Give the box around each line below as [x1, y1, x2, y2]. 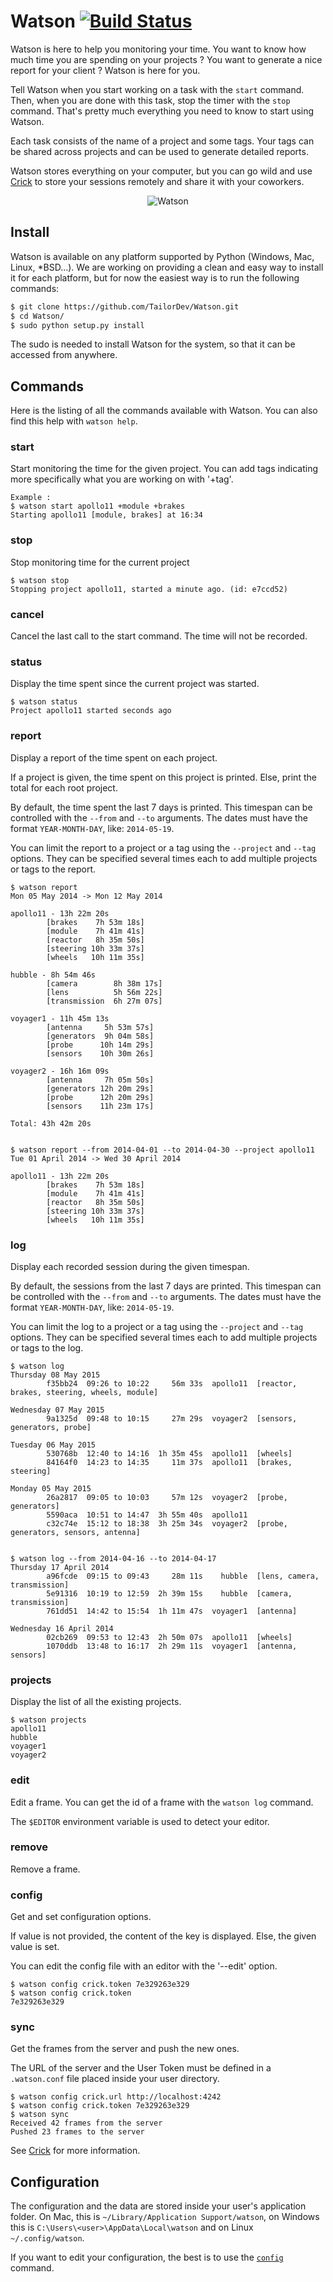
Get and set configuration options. [10, 1911, 152, 1923]
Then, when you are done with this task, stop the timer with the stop [10, 94, 291, 106]
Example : [10, 493, 52, 503]
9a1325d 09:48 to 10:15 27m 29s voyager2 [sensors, [46, 1413, 298, 1424]
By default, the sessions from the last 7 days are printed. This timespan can [10, 1280, 322, 1292]
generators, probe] [10, 1422, 92, 1432]
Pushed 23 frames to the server [10, 2127, 145, 2137]
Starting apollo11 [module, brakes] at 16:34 [10, 510, 203, 520]
